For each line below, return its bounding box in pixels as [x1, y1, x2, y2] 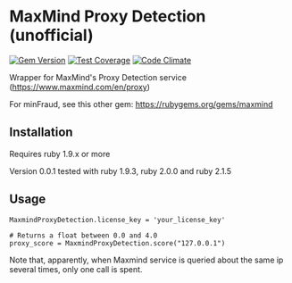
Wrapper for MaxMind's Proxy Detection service [9, 71, 188, 82]
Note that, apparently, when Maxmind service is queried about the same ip [9, 254, 284, 265]
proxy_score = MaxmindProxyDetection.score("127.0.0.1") [9, 238, 226, 247]
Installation [9, 125, 73, 140]
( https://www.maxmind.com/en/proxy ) [9, 81, 150, 92]
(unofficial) [9, 25, 94, 46]
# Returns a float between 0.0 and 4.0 [9, 230, 158, 240]
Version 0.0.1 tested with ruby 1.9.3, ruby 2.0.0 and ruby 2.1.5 [9, 165, 232, 176]
